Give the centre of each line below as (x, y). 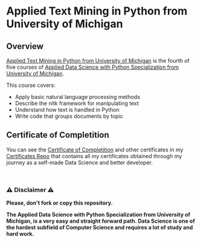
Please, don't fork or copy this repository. (59, 203)
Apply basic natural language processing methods (78, 97)
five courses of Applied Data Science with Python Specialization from (93, 67)
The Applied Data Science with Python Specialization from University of (98, 215)
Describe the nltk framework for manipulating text (77, 103)
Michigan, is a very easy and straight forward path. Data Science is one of (101, 221)
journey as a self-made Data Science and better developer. (79, 162)
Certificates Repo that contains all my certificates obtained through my (94, 156)
